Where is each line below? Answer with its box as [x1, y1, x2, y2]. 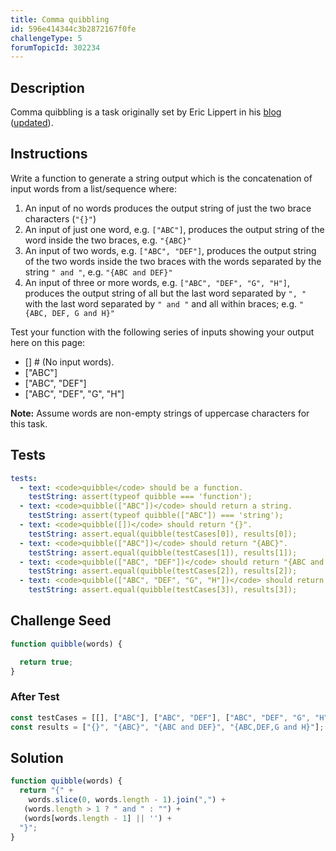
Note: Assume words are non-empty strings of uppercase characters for [10, 407, 310, 419]
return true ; [19, 657, 74, 667]
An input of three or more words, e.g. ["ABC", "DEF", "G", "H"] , [24, 276, 290, 288]
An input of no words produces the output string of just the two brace [24, 202, 312, 214]
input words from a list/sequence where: [10, 182, 178, 195]
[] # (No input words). [24, 356, 115, 368]
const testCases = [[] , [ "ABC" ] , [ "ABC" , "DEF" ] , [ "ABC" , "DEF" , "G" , [10, 712, 311, 723]
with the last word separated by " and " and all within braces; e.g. [24, 297, 298, 310]
